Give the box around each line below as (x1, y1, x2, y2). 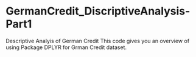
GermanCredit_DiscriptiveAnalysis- (5, 4, 191, 18)
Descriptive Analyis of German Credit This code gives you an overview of (5, 37, 190, 44)
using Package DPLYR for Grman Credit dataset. (5, 44, 127, 51)
